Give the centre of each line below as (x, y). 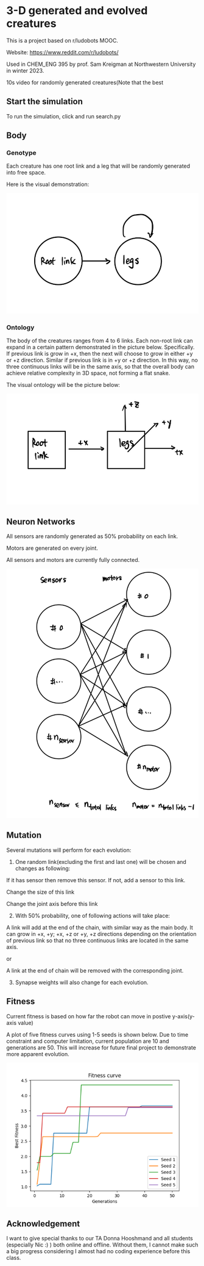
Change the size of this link (40, 892)
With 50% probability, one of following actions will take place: (93, 915)
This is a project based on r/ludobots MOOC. (62, 40)
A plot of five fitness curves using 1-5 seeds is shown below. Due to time (97, 1034)
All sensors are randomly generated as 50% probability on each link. (92, 536)
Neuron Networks (41, 521)
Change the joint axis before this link (52, 904)
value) (26, 1023)
